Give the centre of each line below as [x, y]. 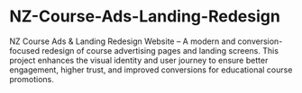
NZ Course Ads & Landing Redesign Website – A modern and [123, 41]
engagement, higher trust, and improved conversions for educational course [151, 70]
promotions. [32, 79]
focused [25, 50]
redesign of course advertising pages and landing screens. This [160, 50]
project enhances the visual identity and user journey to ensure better [139, 60]
